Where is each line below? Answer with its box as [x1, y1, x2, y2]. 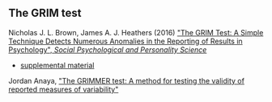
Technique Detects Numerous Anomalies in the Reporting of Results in [8, 36, 243, 46]
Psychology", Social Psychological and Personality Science [8, 44, 207, 55]
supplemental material [19, 60, 95, 70]
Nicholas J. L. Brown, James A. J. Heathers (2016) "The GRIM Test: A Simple [8, 27, 264, 37]
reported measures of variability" [8, 84, 119, 94]
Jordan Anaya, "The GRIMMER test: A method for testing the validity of [8, 75, 245, 85]
